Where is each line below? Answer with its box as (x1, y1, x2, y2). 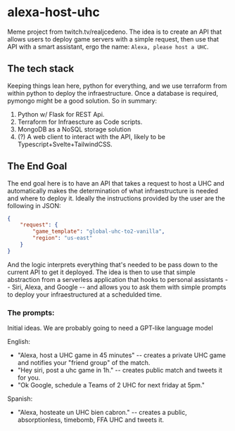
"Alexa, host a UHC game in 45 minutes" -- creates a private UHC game (17, 351, 227, 359)
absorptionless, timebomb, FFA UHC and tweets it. (17, 416, 164, 424)
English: (7, 337, 30, 346)
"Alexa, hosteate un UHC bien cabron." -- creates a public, (17, 409, 188, 417)
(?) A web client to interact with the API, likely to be (17, 132, 166, 141)
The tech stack (7, 63, 75, 75)
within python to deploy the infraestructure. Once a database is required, (7, 89, 219, 97)
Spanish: (7, 394, 33, 403)
